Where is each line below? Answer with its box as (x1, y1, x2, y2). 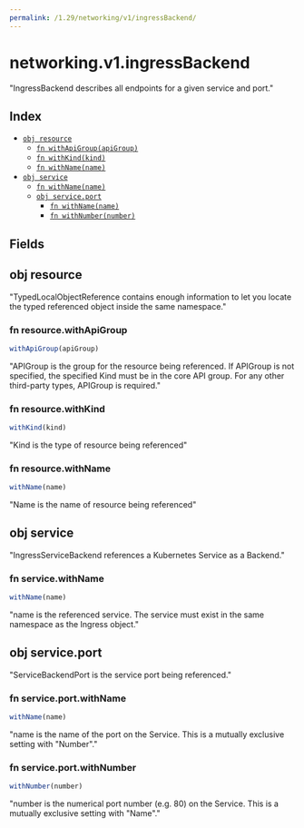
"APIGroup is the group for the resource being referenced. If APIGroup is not (9, 360, 295, 371)
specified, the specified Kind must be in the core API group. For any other (9, 370, 285, 381)
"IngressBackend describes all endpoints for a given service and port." (9, 83, 274, 94)
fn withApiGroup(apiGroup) (35, 144, 139, 153)
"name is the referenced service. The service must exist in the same (9, 609, 265, 620)
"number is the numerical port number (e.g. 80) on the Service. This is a (9, 798, 279, 809)
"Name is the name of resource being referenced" (9, 499, 197, 510)
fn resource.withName (9, 462, 112, 475)
